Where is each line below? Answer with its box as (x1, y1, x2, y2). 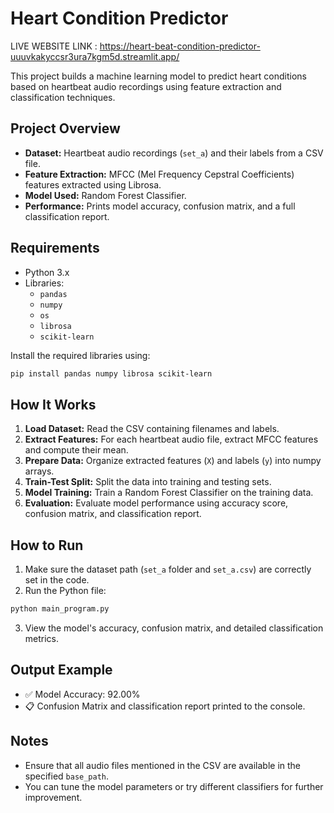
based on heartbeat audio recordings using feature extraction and (10, 80, 282, 92)
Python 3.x (24, 266, 70, 278)
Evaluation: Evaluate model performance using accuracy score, (24, 497, 289, 509)
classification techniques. (10, 91, 116, 103)
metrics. (24, 632, 60, 644)
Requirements (10, 240, 100, 257)
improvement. (24, 791, 83, 803)
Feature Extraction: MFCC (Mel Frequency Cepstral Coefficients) (24, 168, 295, 180)
